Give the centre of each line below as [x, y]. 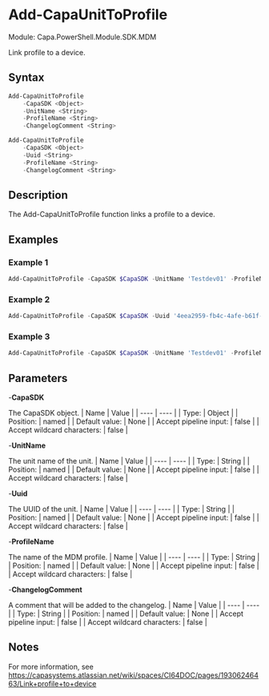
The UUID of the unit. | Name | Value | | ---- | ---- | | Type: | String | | [121, 509]
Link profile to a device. [47, 52]
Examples [33, 239]
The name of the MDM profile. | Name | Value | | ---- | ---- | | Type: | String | [134, 557]
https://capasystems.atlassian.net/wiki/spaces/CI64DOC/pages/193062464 [133, 675]
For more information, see [51, 666]
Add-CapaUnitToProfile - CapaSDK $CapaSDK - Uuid [89, 316]
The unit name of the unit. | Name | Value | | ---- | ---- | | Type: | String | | [129, 461]
